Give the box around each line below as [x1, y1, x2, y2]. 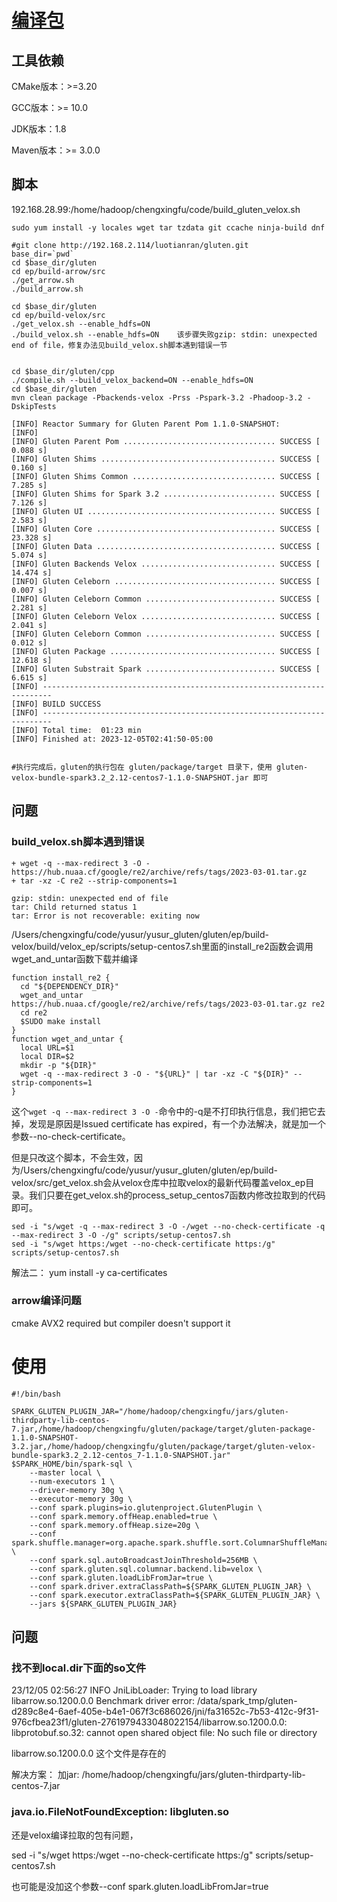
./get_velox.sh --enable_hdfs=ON [11, 319, 151, 329]
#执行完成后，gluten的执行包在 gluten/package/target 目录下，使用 [11, 762, 273, 772]
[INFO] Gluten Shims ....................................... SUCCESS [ [11, 454, 321, 464]
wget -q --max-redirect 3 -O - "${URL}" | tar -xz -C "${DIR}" [20, 1069, 289, 1079]
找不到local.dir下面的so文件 [11, 1661, 147, 1675]
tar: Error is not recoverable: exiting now [11, 911, 200, 921]
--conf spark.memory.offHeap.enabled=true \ [29, 1511, 218, 1521]
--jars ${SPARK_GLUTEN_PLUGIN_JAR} [29, 1599, 178, 1609]
